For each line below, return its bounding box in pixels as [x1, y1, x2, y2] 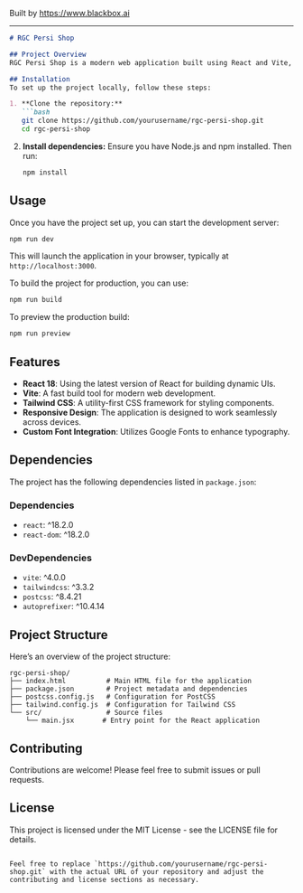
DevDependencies [9, 551, 93, 564]
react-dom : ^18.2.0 [22, 529, 90, 540]
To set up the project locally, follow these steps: [9, 83, 212, 92]
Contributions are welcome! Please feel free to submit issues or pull [9, 765, 261, 775]
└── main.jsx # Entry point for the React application [25, 716, 260, 726]
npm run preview [9, 329, 70, 338]
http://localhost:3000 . [9, 260, 97, 271]
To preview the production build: [9, 312, 130, 323]
